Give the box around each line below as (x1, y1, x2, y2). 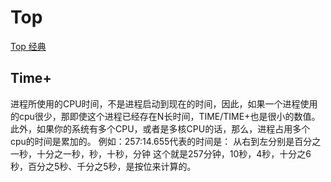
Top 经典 (10, 40, 47, 52)
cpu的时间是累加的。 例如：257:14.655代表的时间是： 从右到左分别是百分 (10, 135, 313, 147)
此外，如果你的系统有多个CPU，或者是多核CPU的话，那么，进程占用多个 (10, 122, 311, 135)
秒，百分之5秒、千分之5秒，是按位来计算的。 (10, 160, 197, 172)
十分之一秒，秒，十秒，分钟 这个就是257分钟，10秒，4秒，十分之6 (36, 147, 312, 160)
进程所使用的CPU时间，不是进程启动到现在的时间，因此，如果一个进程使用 (10, 97, 318, 110)
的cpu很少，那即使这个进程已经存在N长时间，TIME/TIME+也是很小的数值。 (10, 110, 321, 122)
